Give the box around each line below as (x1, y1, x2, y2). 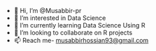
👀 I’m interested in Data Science (13, 14, 106, 22)
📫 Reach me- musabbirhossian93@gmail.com (13, 37, 149, 44)
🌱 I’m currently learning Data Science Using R (13, 21, 146, 29)
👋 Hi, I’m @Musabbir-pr (13, 7, 82, 14)
